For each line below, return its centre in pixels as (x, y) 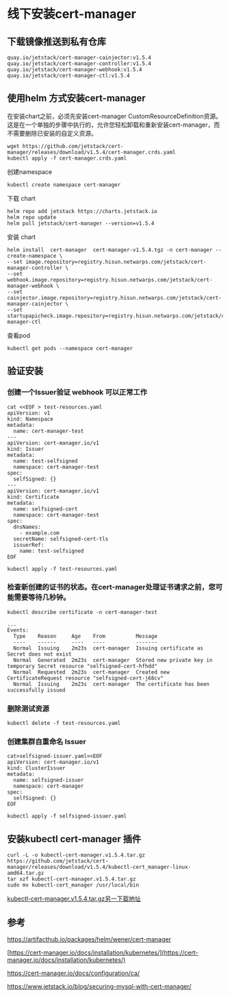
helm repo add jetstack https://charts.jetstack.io (82, 211)
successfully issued (37, 690)
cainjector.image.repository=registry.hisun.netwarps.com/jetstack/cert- (115, 298)
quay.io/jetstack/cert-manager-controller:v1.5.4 (79, 64)
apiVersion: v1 (29, 413)
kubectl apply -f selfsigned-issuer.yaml (67, 816)
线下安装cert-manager (72, 14)
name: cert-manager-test (49, 431)
